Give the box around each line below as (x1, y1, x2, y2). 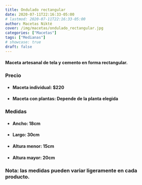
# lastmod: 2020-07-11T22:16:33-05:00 (5, 16, 86, 21)
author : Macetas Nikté (5, 21, 52, 26)
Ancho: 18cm (12, 120, 41, 126)
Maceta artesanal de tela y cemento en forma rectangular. (5, 60, 128, 66)
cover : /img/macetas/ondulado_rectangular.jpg (5, 26, 104, 31)
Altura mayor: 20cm (12, 155, 55, 161)
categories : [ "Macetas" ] (5, 30, 57, 35)
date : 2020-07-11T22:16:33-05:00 (5, 12, 75, 17)
